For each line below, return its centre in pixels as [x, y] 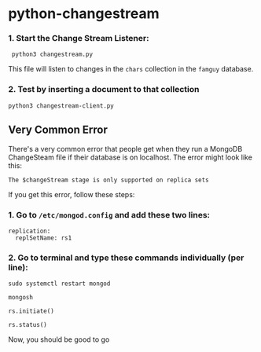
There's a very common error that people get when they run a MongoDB [125, 148]
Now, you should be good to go [59, 339]
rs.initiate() [31, 311]
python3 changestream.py [52, 55]
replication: [29, 231]
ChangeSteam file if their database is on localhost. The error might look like [130, 157]
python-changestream [84, 14]
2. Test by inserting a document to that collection [104, 90]
